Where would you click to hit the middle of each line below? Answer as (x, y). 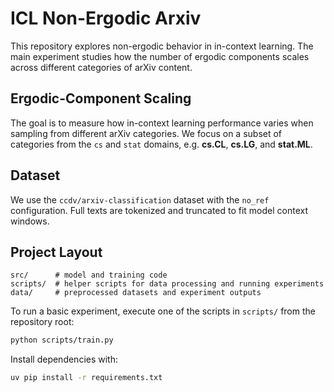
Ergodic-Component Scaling (101, 98)
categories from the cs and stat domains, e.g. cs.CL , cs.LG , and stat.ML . (161, 144)
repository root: (42, 322)
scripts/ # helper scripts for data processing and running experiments (167, 284)
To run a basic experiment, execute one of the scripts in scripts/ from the (163, 311)
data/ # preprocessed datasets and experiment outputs (136, 293)
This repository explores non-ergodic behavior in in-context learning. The (162, 46)
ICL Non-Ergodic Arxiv (106, 18)
